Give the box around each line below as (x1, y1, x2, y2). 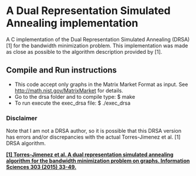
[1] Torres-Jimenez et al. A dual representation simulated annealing (6, 151, 174, 158)
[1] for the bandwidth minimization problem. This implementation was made (6, 42, 188, 49)
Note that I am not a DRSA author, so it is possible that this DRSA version (6, 127, 182, 134)
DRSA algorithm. (6, 140, 46, 147)
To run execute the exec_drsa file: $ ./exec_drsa (14, 99, 131, 106)
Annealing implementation (6, 16, 138, 30)
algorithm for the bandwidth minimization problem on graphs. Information (6, 157, 190, 164)
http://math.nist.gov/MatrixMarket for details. (14, 87, 123, 94)
